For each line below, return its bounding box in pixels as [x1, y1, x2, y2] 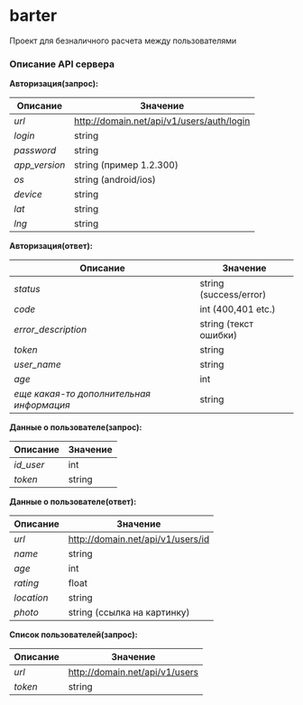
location [14, 591, 49, 604]
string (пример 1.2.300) [73, 159, 179, 171]
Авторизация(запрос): [9, 78, 99, 89]
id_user [14, 459, 45, 472]
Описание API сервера [9, 58, 115, 70]
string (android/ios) [73, 173, 156, 186]
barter [9, 5, 58, 26]
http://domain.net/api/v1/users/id [68, 533, 210, 545]
